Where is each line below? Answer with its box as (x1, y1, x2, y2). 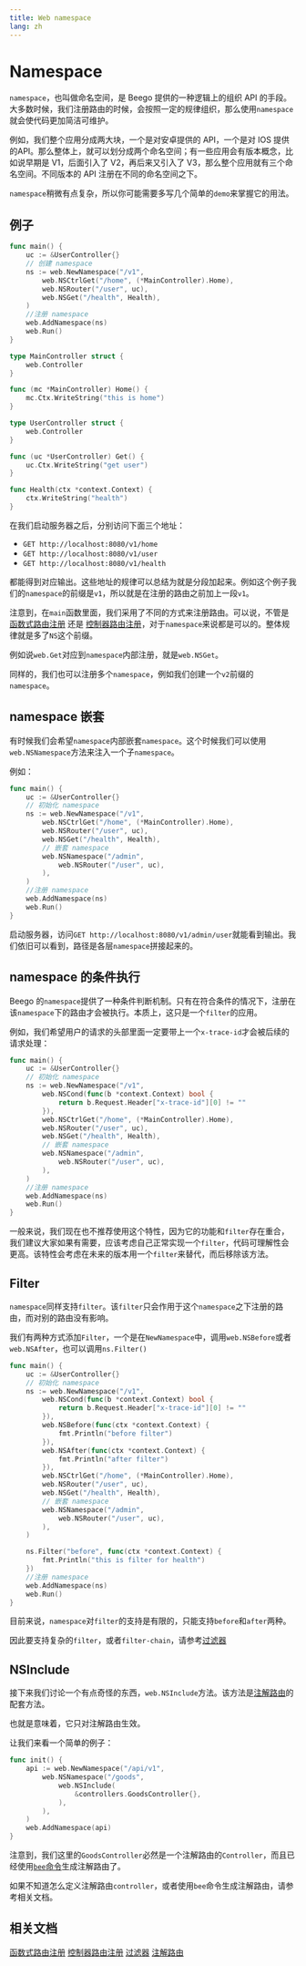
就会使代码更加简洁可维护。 (9, 115, 114, 126)
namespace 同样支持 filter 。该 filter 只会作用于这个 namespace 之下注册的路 (9, 1301, 284, 1312)
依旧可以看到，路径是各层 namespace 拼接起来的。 (16, 940, 199, 951)
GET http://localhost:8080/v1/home (22, 540, 158, 549)
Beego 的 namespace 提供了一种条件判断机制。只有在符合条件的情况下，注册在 (9, 995, 296, 1006)
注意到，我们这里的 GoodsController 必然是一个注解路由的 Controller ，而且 (9, 1849, 287, 1860)
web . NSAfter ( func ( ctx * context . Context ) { (42, 1446, 206, 1455)
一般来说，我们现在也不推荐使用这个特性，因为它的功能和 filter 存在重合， (9, 1226, 290, 1237)
